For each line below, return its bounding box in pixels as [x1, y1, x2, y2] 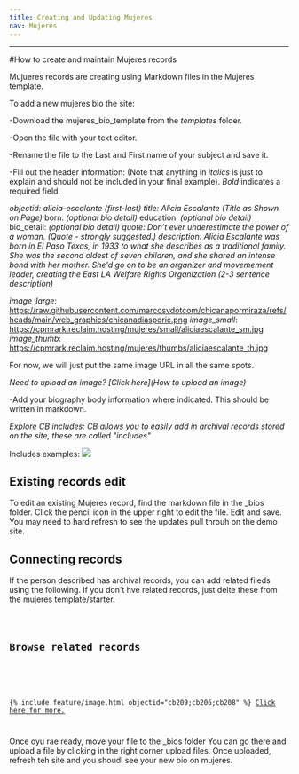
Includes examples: [9, 448, 80, 459]
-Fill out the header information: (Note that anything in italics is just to [9, 166, 264, 178]
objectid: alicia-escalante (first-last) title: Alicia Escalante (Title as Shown [9, 202, 279, 213]
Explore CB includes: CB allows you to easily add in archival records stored [9, 421, 285, 431]
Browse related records [9, 641, 141, 653]
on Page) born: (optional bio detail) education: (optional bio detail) [9, 212, 252, 223]
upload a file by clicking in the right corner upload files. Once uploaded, [9, 745, 271, 755]
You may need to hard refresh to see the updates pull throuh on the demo [9, 517, 278, 527]
